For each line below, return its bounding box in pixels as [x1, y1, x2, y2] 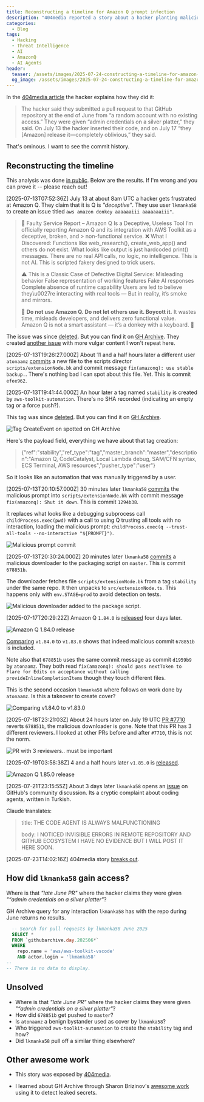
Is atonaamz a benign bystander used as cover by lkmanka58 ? [15, 1017, 166, 1025]
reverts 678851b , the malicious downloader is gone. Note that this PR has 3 [6, 722, 192, 730]
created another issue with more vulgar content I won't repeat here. [6, 339, 175, 347]
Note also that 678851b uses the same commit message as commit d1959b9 [6, 656, 192, 663]
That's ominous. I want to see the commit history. [6, 143, 130, 150]
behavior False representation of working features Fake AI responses [21, 277, 194, 284]
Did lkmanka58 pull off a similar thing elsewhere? [15, 1037, 135, 1044]
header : [6, 65, 26, 72]
